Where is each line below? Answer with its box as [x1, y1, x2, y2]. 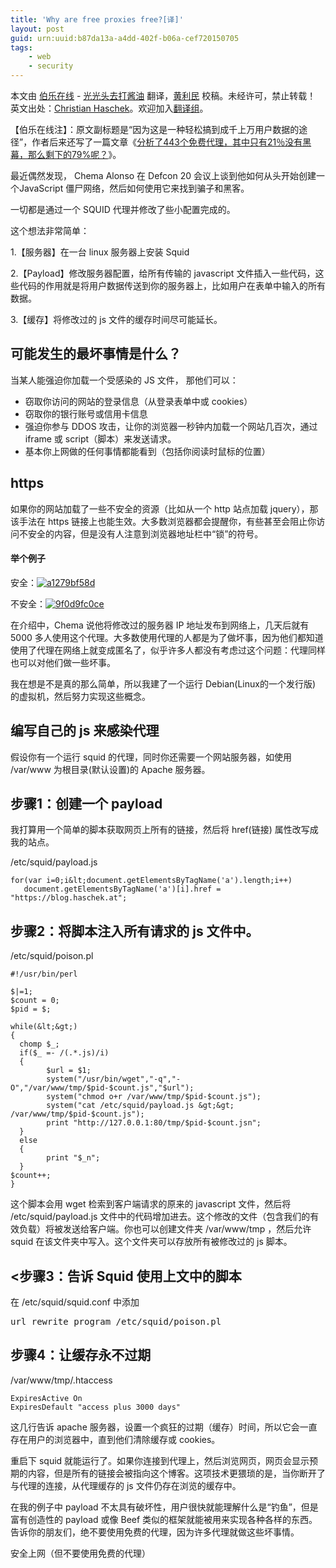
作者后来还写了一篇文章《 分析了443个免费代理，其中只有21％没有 [31, 136, 303, 148]
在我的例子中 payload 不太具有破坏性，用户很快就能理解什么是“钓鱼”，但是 [10, 1501, 319, 1513]
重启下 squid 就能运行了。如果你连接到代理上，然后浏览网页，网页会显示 [10, 1454, 310, 1466]
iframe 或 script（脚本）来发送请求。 [24, 432, 177, 445]
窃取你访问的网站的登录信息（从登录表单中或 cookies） [24, 395, 253, 407]
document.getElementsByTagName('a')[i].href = [23, 884, 222, 895]
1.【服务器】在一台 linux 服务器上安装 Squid [10, 246, 190, 258]
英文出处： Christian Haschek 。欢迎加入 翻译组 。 [10, 102, 209, 114]
